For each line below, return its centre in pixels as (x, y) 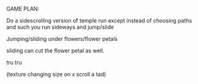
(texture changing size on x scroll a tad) (56, 74)
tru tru (14, 62)
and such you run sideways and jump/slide (60, 27)
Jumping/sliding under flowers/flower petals (62, 39)
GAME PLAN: (23, 9)
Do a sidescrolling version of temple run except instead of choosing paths (99, 20)
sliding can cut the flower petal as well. (56, 51)
